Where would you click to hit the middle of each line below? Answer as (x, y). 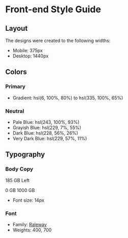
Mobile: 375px (28, 50)
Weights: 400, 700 (32, 230)
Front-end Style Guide (53, 9)
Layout (17, 28)
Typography (25, 155)
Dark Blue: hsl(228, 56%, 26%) (45, 133)
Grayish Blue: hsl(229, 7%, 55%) (47, 127)
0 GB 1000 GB (20, 190)
